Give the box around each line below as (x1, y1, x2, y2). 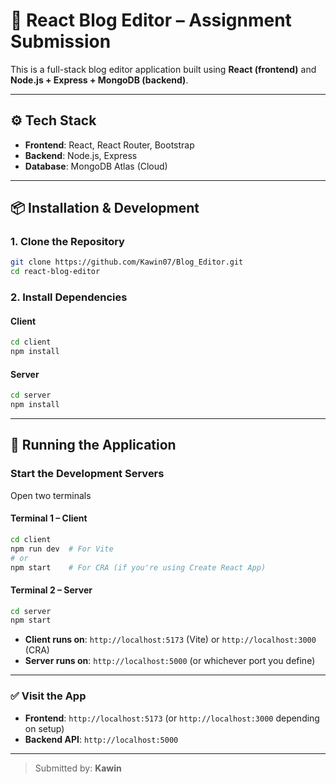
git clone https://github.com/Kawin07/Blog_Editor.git (10, 257, 244, 268)
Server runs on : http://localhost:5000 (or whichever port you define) (24, 655, 316, 667)
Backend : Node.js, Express (24, 149, 138, 161)
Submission (10, 30, 112, 53)
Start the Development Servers (10, 467, 165, 481)
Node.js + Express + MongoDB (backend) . (10, 74, 189, 86)
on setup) (24, 722, 65, 734)
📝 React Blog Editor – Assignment (10, 9, 292, 32)
